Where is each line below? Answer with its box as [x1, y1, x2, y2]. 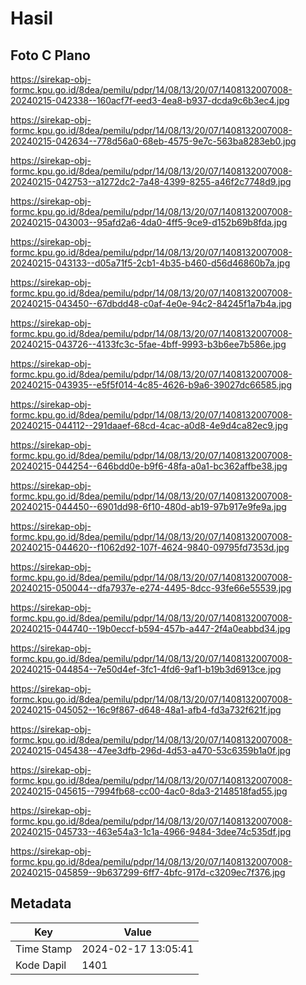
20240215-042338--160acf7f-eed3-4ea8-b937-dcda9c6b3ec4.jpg [10, 95, 290, 106]
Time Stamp [15, 942, 73, 956]
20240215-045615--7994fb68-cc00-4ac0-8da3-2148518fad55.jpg [10, 785, 288, 797]
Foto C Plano [10, 47, 91, 64]
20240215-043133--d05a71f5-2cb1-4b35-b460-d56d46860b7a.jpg [10, 257, 291, 269]
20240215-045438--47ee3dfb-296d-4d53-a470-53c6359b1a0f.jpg [10, 745, 292, 756]
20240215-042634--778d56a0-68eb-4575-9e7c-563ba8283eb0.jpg [10, 135, 297, 147]
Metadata [10, 895, 72, 912]
